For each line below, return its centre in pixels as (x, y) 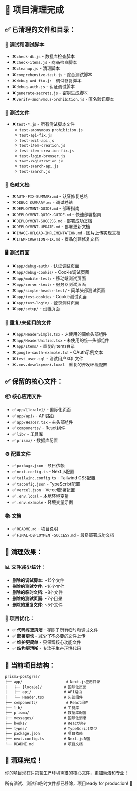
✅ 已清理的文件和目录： (41, 30)
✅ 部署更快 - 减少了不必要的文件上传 (49, 636)
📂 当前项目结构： (30, 665)
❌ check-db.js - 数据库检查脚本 (43, 56)
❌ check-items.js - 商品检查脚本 (44, 62)
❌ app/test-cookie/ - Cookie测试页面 (50, 296)
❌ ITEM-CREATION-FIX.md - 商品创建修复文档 (55, 239)
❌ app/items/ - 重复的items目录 (43, 346)
